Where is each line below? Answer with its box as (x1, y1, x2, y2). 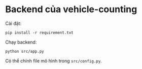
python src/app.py (5, 49, 44, 54)
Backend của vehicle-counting (5, 4, 137, 15)
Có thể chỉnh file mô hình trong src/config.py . (5, 57, 102, 64)
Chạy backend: (5, 39, 37, 45)
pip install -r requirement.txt (5, 30, 74, 35)
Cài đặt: (5, 20, 22, 26)
